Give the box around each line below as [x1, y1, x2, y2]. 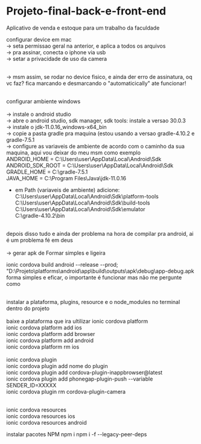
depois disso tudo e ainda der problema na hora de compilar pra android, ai [6, 230, 194, 237]
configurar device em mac [6, 36, 72, 43]
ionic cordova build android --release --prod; [6, 261, 119, 268]
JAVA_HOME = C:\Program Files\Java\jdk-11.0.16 [6, 174, 127, 182]
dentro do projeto [6, 305, 50, 312]
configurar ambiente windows [6, 98, 81, 105]
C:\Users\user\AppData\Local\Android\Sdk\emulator [14, 205, 146, 212]
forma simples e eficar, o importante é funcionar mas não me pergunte [6, 273, 182, 281]
